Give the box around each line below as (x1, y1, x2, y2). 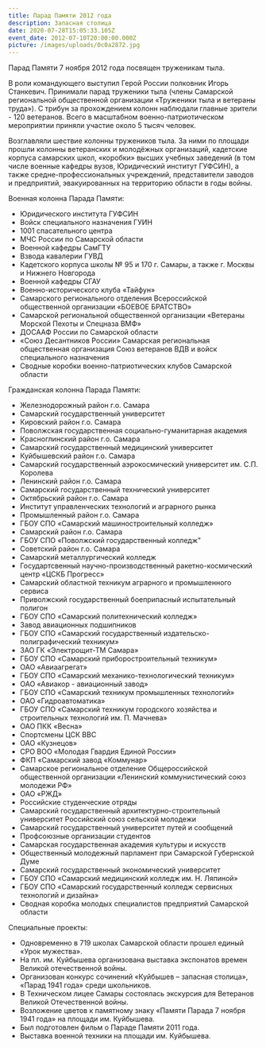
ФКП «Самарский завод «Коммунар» (19, 755, 148, 765)
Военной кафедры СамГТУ (19, 243, 111, 253)
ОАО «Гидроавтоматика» (19, 697, 106, 706)
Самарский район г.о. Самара (19, 527, 123, 537)
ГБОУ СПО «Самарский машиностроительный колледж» (19, 518, 214, 529)
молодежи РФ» (19, 781, 72, 790)
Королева (19, 468, 53, 478)
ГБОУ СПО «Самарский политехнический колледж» (19, 611, 198, 621)
